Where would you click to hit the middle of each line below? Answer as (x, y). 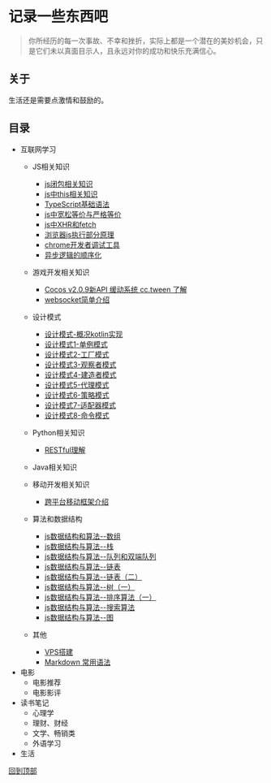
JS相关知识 (51, 167)
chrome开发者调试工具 (82, 244)
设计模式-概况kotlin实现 (84, 334)
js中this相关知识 (71, 194)
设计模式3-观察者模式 (80, 364)
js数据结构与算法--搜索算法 (90, 607)
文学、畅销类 (54, 733)
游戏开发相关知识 (61, 272)
